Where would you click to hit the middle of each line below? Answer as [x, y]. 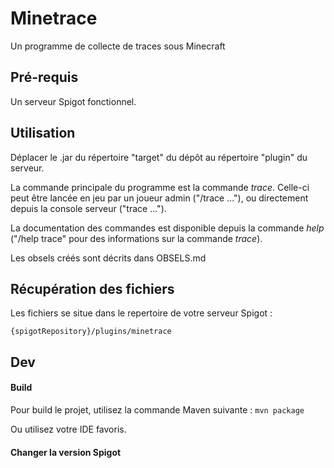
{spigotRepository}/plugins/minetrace [91, 332]
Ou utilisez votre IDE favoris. [68, 429]
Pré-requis [44, 77]
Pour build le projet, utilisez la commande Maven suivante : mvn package [157, 409]
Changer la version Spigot [66, 452]
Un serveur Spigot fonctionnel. [73, 101]
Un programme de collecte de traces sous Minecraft [118, 46]
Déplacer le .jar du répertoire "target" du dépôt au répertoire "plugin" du [159, 157]
